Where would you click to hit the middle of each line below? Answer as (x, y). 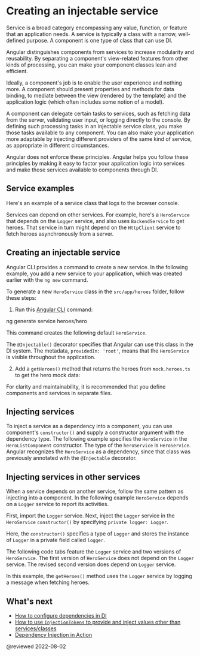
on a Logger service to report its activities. (58, 504)
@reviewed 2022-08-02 (36, 646)
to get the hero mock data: (47, 375)
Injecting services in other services (73, 477)
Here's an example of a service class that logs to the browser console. (93, 203)
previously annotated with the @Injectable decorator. (72, 458)
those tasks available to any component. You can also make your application (100, 133)
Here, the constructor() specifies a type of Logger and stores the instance (98, 534)
